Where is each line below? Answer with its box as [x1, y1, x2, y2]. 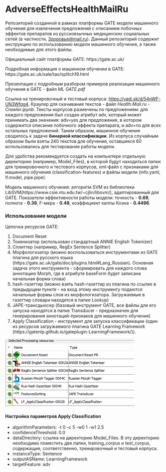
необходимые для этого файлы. [5, 46, 73, 52]
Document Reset [12, 234, 47, 239]
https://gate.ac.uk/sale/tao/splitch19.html [5, 71, 89, 77]
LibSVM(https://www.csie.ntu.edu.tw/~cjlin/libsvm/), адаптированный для [5, 189, 160, 195]
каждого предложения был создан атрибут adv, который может [5, 111, 142, 118]
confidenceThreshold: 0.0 [12, 430, 66, 436]
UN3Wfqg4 [5, 101, 28, 107]
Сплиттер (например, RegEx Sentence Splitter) [12, 244, 111, 250]
